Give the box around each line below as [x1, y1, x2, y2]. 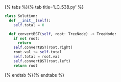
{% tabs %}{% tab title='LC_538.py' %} [4, 4, 84, 10]
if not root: [13, 36, 40, 41]
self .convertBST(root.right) [13, 45, 73, 50]
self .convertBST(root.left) [13, 59, 71, 63]
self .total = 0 [13, 22, 45, 27]
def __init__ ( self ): [9, 18, 51, 23]
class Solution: [4, 14, 38, 19]
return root [13, 63, 38, 68]
